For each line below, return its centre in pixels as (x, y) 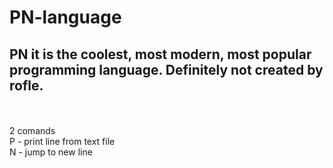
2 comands (32, 130)
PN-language (65, 17)
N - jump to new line (51, 152)
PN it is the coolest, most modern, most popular (160, 54)
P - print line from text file (62, 141)
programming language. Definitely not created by (166, 69)
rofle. (26, 85)
